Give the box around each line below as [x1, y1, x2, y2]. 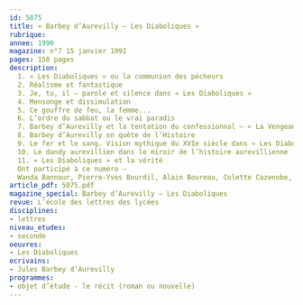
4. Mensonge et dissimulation [17, 97, 131, 106]
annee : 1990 [9, 38, 54, 48]
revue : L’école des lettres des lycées [9, 198, 160, 208]
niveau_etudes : [9, 223, 67, 232]
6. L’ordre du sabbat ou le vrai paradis [17, 114, 176, 123]
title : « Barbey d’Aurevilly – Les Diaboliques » [9, 22, 200, 31]
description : [9, 64, 59, 73]
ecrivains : [9, 256, 50, 266]
